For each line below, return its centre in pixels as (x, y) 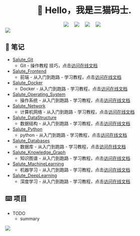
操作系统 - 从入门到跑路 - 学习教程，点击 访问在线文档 (75, 100)
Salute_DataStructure (34, 117)
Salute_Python (27, 129)
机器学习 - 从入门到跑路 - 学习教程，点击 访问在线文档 (75, 170)
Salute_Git (23, 59)
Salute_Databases (31, 140)
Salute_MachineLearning (38, 164)
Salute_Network (29, 106)
